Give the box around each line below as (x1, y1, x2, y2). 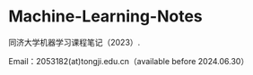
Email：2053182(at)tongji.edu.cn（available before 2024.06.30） (8, 55, 249, 66)
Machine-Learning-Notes (8, 6, 203, 27)
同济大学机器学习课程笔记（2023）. (8, 37, 141, 47)
